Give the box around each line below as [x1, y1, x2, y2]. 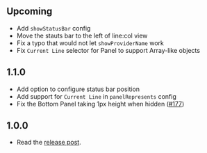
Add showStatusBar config [16, 24, 91, 32]
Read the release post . [16, 138, 81, 147]
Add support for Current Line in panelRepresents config [16, 92, 176, 100]
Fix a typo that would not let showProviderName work [16, 38, 164, 47]
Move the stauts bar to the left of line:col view [16, 31, 148, 40]
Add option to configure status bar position [16, 85, 140, 93]
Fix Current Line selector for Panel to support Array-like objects [16, 46, 201, 54]
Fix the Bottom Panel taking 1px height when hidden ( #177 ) [16, 99, 185, 108]
